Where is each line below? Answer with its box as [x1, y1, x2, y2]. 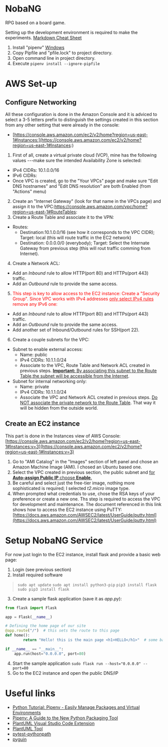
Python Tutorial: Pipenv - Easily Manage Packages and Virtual [12, 704, 140, 710]
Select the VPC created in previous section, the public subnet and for [12, 469, 155, 475]
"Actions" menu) [12, 188, 46, 194]
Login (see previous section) [12, 566, 71, 572]
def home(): [5, 633, 30, 638]
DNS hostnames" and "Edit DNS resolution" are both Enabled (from [12, 183, 151, 189]
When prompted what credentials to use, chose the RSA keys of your [12, 490, 155, 496]
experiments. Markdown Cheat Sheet [5, 35, 82, 41]
